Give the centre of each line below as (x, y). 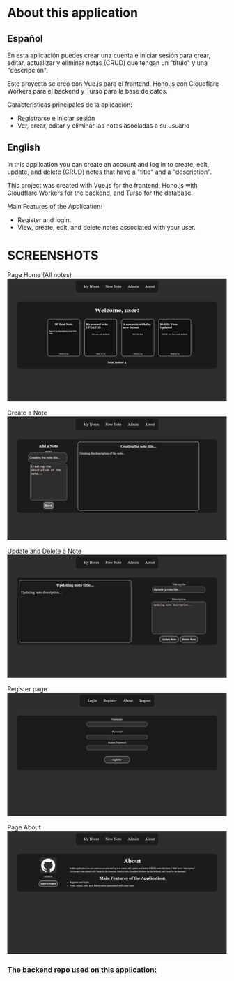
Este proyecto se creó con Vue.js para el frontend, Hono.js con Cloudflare (113, 84)
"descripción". (28, 70)
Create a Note (27, 413)
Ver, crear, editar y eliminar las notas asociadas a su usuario (103, 126)
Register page (27, 689)
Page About (24, 827)
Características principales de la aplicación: (70, 105)
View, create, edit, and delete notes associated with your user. (107, 227)
